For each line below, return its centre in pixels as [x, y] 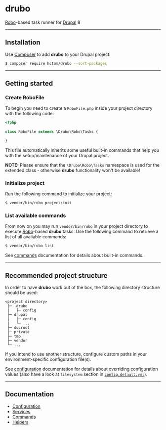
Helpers [20, 422]
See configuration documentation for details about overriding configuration [82, 369]
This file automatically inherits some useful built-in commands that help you [82, 150]
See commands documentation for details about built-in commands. [74, 256]
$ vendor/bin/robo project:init [38, 203]
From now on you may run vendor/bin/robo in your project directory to [77, 226]
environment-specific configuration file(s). [48, 359]
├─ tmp [14, 336]
